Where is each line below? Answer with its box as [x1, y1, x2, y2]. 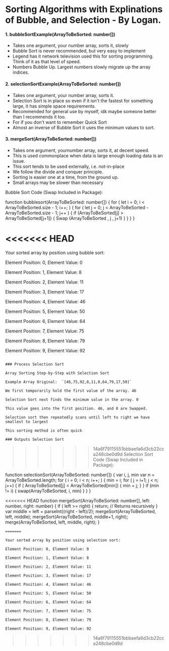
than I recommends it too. [12, 114, 67, 120]
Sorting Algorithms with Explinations [5, 4, 163, 15]
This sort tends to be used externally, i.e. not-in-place [12, 163, 125, 169]
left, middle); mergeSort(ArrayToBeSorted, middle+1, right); [5, 514, 129, 520]
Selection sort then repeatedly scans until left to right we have [5, 414, 150, 420]
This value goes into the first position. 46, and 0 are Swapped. [5, 406, 148, 411]
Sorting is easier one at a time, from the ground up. [12, 174, 119, 180]
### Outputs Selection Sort [5, 437, 65, 442]
